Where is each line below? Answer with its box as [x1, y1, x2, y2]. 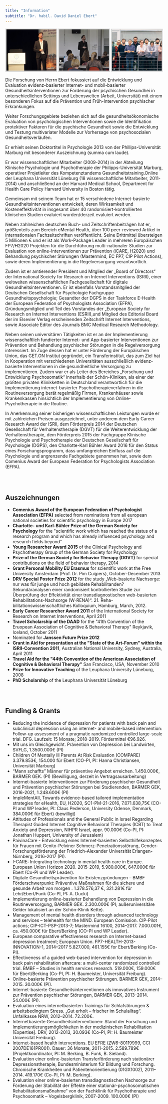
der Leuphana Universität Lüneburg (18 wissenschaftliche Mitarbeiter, [5, 176, 148, 182]
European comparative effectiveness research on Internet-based [12, 933, 146, 939]
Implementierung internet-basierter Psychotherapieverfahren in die [5, 385, 143, 391]
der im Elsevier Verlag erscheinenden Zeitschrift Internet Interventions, [5, 317, 151, 323]
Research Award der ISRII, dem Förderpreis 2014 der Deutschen [5, 421, 137, 427]
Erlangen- [132, 848, 153, 854]
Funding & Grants [5, 707, 60, 715]
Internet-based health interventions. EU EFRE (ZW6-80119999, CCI [12, 1040, 150, 1046]
